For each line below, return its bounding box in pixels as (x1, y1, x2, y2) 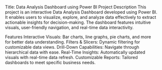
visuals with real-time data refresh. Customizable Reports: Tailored (5, 55, 138, 60)
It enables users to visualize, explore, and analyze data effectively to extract (5, 14, 156, 20)
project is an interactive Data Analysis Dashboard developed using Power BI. (5, 9, 158, 15)
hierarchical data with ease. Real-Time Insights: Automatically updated (5, 49, 146, 55)
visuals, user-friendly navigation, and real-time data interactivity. (5, 25, 134, 30)
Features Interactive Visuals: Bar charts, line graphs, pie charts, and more (5, 34, 151, 40)
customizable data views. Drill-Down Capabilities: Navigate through (5, 44, 139, 50)
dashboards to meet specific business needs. (5, 60, 96, 65)
